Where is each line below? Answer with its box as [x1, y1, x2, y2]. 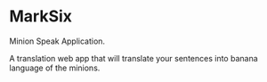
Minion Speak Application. [9, 36, 105, 46]
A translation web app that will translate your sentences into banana [9, 53, 258, 63]
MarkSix [9, 6, 73, 27]
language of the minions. [9, 62, 101, 73]
